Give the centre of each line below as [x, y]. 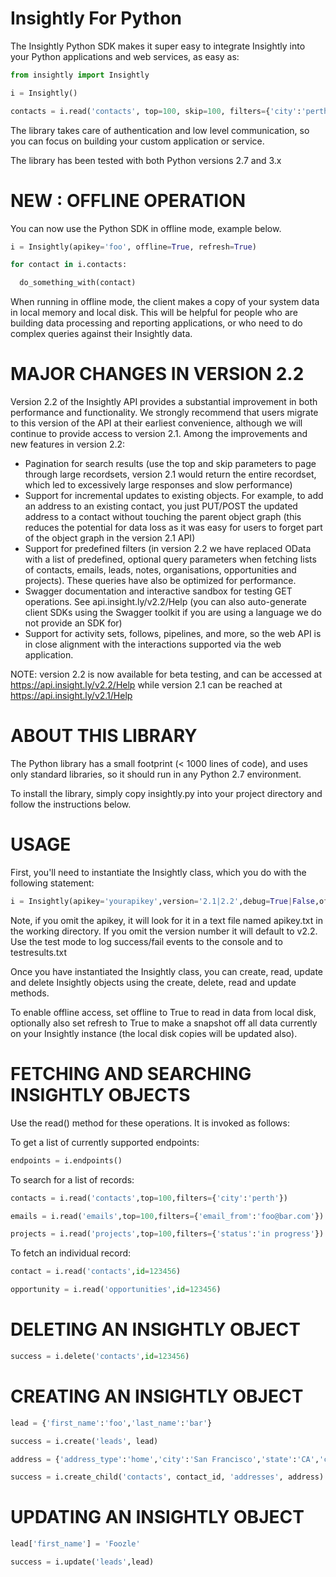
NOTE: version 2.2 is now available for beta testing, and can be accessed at [166, 674]
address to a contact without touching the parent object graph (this [163, 517]
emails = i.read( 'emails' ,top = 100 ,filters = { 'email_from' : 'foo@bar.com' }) [167, 1216]
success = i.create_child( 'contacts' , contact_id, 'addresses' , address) [167, 1477]
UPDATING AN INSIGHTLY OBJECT [157, 1517]
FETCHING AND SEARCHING [131, 1074]
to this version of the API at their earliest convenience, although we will [156, 423]
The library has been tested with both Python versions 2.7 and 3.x [146, 160]
